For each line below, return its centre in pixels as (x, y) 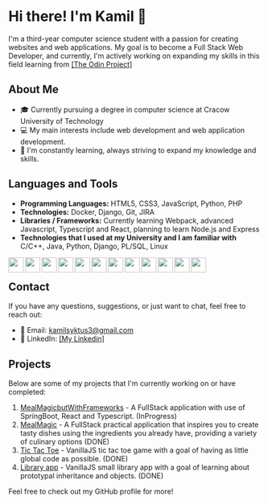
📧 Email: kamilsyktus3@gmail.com (77, 330)
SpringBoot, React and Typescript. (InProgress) (98, 416)
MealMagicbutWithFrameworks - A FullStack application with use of (132, 408)
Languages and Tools (63, 184)
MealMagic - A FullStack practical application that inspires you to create (139, 424)
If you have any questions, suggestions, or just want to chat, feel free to (127, 306)
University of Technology (62, 121)
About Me (33, 90)
